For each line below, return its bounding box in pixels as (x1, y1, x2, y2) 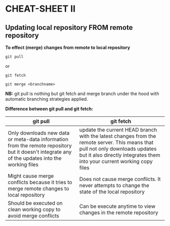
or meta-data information (8, 136, 69, 143)
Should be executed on (8, 200, 63, 206)
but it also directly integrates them (79, 152, 160, 158)
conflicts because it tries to (8, 179, 72, 186)
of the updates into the (8, 155, 62, 162)
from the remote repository (8, 142, 72, 149)
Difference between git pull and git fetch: (5, 106, 94, 112)
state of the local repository (79, 188, 145, 195)
